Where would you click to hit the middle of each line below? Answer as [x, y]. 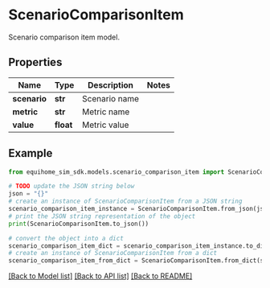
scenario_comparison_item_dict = [64, 246]
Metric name [106, 112]
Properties [35, 62]
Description [111, 84]
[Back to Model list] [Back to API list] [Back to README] [100, 276]
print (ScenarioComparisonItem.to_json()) [79, 224]
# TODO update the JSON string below [72, 187]
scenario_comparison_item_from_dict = [73, 261]
